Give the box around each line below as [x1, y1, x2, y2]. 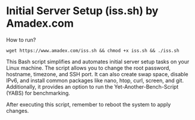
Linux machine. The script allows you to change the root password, [6, 64, 171, 72]
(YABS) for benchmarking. [6, 89, 70, 96]
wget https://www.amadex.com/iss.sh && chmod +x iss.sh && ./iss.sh [6, 47, 180, 54]
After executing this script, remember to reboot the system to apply [6, 100, 171, 108]
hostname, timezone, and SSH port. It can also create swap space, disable [6, 70, 188, 77]
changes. [6, 107, 29, 114]
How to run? [6, 36, 36, 43]
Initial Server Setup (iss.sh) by [6, 4, 159, 18]
